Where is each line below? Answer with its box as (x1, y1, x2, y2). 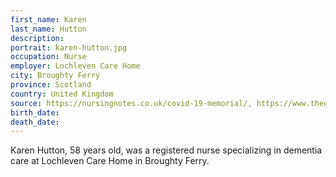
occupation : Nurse (10, 52, 87, 62)
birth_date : (10, 107, 60, 118)
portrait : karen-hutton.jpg (10, 42, 128, 53)
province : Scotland (10, 80, 92, 90)
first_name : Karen (10, 14, 87, 25)
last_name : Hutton (10, 24, 87, 34)
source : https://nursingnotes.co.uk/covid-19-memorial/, (10, 98, 253, 108)
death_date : (10, 117, 60, 127)
